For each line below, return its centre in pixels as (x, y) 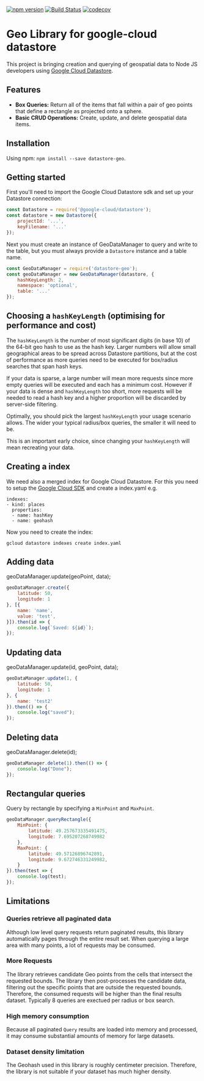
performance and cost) (51, 325)
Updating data (34, 652)
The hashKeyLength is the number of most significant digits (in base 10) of (98, 340)
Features (24, 90)
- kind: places (26, 504)
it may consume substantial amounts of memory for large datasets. (91, 1036)
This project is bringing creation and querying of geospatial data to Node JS (102, 64)
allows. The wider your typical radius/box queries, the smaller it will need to (101, 422)
